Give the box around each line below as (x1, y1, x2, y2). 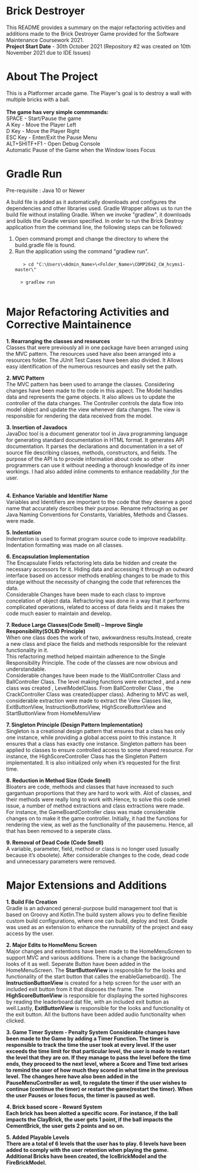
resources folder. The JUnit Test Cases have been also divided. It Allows (6, 356, 184, 364)
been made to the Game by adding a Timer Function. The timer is (6, 1035, 169, 1042)
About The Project (6, 70, 98, 84)
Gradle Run (6, 168, 62, 181)
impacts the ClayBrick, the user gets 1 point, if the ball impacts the (6, 1116, 173, 1123)
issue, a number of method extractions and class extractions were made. (6, 802, 185, 809)
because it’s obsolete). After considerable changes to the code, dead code (6, 851, 189, 858)
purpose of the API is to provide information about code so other (6, 455, 165, 462)
